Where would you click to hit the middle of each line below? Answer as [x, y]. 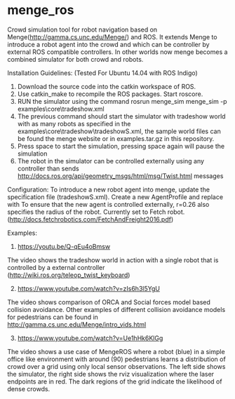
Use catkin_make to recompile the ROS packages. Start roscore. [110, 94]
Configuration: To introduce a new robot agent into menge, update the [109, 189]
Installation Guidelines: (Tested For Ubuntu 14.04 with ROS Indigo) [102, 73]
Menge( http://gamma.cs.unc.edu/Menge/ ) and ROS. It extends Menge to [112, 36]
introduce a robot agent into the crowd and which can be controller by [108, 44]
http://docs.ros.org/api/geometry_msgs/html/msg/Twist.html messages [120, 176]
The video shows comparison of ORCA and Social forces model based [109, 302]
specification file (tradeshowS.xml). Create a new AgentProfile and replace [115, 197]
